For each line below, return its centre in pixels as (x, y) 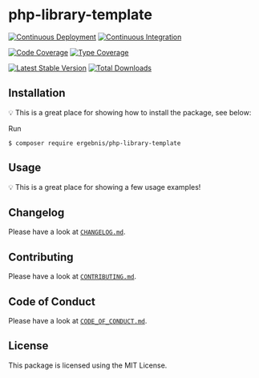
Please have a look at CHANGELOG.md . (67, 232)
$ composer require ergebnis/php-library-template (95, 143)
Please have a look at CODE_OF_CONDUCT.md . (78, 321)
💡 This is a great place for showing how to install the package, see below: (130, 112)
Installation (37, 93)
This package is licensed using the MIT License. (88, 365)
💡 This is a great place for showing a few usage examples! (105, 187)
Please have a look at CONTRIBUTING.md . (73, 276)
